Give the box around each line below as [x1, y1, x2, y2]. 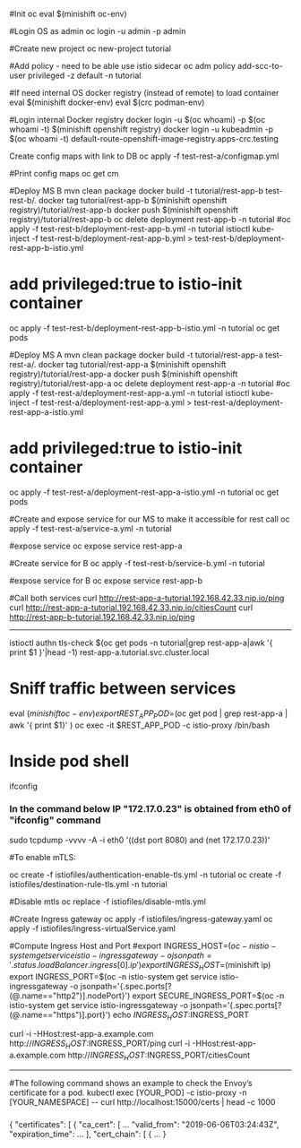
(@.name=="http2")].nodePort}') [9, 990, 131, 1001]
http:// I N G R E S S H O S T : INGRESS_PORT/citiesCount [67, 1049, 251, 1063]
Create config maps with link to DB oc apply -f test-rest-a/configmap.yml [9, 151, 279, 161]
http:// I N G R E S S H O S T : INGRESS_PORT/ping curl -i [9, 1038, 191, 1051]
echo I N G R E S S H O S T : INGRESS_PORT [112, 1009, 249, 1022]
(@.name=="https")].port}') [9, 1009, 111, 1020]
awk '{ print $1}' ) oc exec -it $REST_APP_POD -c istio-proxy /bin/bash [9, 720, 271, 730]
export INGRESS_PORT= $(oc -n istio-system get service [9, 971, 218, 981]
